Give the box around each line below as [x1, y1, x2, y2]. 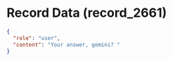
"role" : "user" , [13, 34, 60, 41]
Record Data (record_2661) [6, 5, 167, 21]
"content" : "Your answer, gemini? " [13, 41, 120, 48]
